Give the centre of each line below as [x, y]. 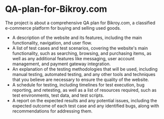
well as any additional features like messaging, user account [73, 58]
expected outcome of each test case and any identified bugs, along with [85, 106]
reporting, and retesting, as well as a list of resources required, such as [84, 90]
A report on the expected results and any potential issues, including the [85, 100]
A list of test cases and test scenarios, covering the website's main [80, 48]
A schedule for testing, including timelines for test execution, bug [78, 84]
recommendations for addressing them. [52, 111]
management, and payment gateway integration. [61, 64]
